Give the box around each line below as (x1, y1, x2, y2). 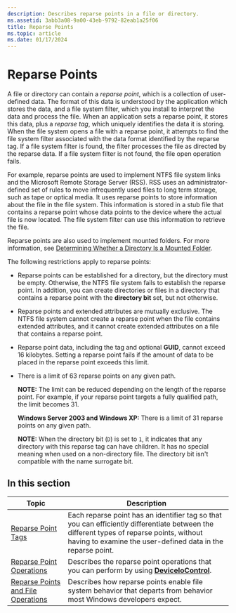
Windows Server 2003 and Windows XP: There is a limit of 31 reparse (17, 414, 223, 422)
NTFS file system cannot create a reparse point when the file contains (17, 315, 221, 323)
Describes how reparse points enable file (67, 576, 204, 586)
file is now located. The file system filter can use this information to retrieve (7, 216, 225, 224)
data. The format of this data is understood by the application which (31, 98, 228, 106)
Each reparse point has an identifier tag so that (67, 510, 223, 520)
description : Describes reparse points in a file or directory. (7, 10, 199, 18)
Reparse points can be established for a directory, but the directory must (17, 271, 228, 279)
